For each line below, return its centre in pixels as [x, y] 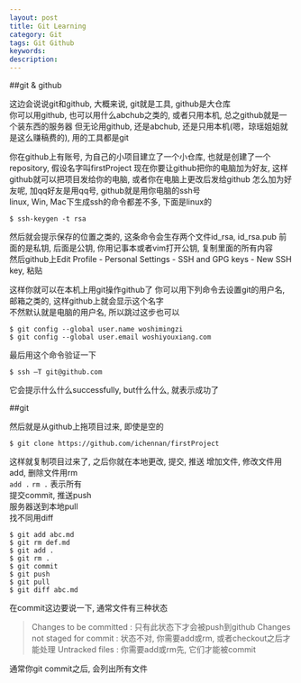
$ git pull [30, 582]
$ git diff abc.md [44, 590]
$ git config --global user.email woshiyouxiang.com [110, 337]
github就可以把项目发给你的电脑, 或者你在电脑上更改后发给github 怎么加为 [147, 179]
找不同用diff [32, 518]
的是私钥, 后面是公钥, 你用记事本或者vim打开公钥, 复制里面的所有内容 [145, 248]
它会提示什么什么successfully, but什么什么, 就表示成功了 [114, 390]
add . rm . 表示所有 [46, 484]
